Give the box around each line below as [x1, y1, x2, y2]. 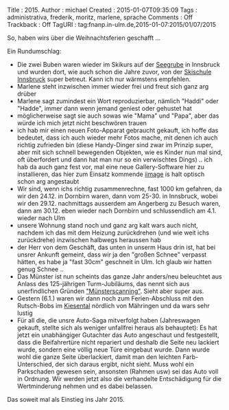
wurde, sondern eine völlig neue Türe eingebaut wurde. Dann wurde [16, 345, 210, 354]
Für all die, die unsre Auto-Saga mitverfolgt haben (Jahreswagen [16, 316, 200, 324]
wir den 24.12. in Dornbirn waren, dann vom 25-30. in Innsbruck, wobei [16, 192, 218, 200]
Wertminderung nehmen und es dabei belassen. [16, 382, 153, 390]
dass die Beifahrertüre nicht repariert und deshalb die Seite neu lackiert [16, 338, 219, 346]
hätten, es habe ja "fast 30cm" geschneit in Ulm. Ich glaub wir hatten [16, 258, 212, 266]
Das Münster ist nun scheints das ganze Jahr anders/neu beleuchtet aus [16, 272, 222, 281]
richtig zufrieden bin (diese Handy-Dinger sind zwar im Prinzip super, [16, 141, 213, 149]
